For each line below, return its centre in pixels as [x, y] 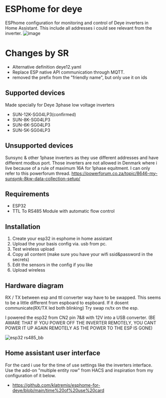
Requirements [27, 194]
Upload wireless [29, 270]
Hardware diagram [34, 286]
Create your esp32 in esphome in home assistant [62, 239]
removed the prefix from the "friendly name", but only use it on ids [80, 77]
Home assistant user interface [53, 353]
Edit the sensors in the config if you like [52, 265]
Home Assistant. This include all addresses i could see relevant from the [79, 28]
